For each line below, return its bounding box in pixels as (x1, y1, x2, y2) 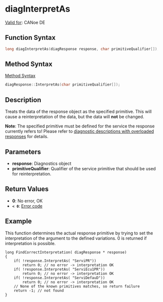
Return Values (5, 185, 49, 193)
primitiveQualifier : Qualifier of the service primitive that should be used (12, 165, 156, 171)
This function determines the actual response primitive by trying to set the (5, 230, 153, 236)
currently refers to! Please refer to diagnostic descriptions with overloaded (5, 128, 154, 134)
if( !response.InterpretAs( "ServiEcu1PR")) (14, 266, 105, 272)
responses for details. (5, 134, 49, 140)
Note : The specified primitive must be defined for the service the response (5, 123, 155, 129)
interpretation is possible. (5, 240, 56, 246)
